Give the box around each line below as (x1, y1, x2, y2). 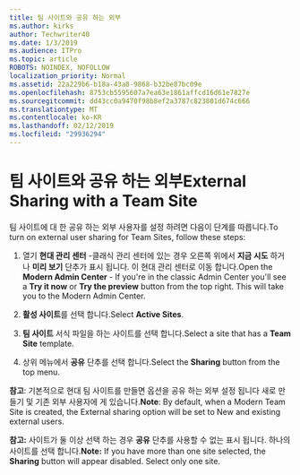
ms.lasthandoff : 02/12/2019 (9, 122, 115, 131)
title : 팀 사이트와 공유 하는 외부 (9, 13, 122, 22)
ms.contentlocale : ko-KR (9, 113, 102, 122)
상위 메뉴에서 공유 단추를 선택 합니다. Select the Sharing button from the (21, 356, 280, 367)
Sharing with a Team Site (9, 191, 199, 212)
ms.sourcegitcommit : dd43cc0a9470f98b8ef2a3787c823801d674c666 (9, 96, 251, 106)
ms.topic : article (9, 55, 78, 64)
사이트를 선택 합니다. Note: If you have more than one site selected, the (9, 445, 266, 456)
